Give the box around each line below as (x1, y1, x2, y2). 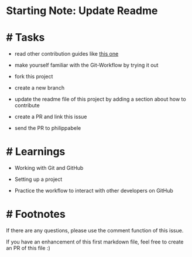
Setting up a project (14, 176, 63, 183)
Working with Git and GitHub (14, 165, 84, 172)
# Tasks (6, 31, 45, 44)
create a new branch (14, 84, 65, 91)
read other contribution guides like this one (14, 50, 119, 57)
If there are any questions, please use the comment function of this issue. (6, 227, 184, 234)
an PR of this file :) (6, 245, 51, 251)
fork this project (14, 73, 53, 80)
